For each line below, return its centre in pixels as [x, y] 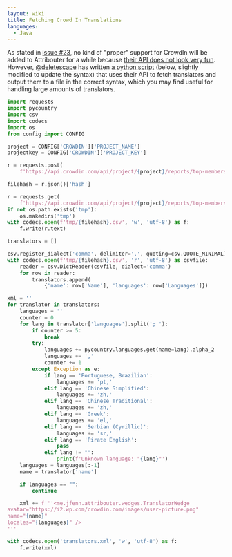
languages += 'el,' [84, 420]
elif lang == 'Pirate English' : [90, 440]
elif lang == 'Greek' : [77, 414]
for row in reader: [48, 273]
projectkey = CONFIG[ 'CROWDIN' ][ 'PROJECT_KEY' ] [77, 153]
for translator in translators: [54, 305]
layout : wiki [26, 13]
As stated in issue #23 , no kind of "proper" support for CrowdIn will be [107, 53]
